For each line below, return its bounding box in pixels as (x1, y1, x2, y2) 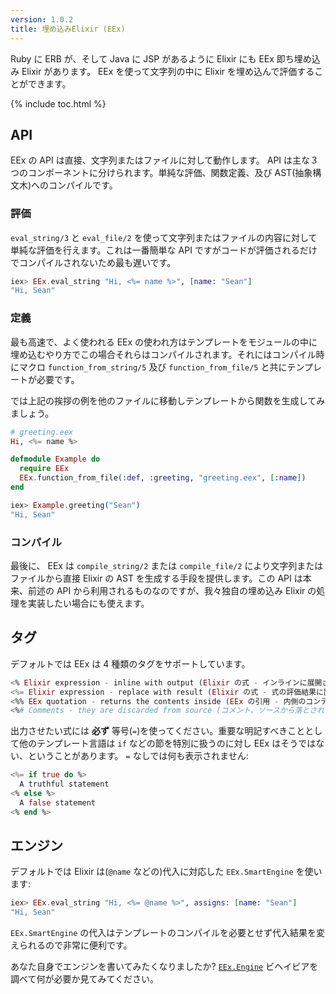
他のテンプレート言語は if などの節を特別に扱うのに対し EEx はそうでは (18, 737, 317, 750)
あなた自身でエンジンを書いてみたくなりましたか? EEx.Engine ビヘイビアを (10, 961, 319, 973)
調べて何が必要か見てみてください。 (10, 973, 160, 985)
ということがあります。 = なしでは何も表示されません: (27, 750, 249, 762)
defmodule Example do (10, 454, 101, 465)
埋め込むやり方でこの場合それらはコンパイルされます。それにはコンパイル (10, 348, 317, 360)
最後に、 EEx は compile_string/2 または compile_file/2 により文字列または (10, 559, 324, 571)
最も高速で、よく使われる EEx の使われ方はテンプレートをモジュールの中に (10, 336, 318, 348)
